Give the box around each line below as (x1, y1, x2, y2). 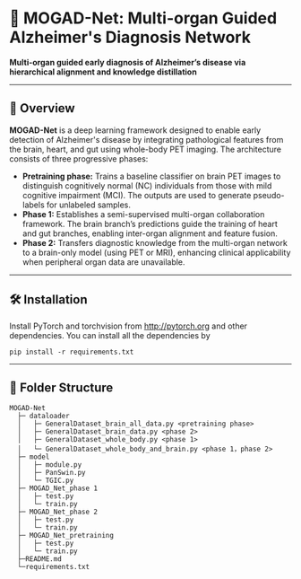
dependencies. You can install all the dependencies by (9, 329, 211, 340)
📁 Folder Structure (9, 380, 114, 395)
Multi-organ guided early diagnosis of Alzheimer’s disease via (9, 57, 246, 67)
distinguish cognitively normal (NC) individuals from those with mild (21, 180, 272, 191)
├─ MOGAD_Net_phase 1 (17, 484, 99, 493)
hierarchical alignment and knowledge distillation (9, 66, 197, 77)
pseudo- (253, 189, 285, 200)
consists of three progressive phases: (9, 153, 149, 164)
